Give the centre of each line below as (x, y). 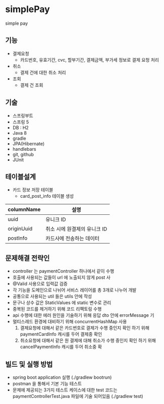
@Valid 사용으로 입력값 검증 (40, 284)
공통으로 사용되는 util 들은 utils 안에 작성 (52, 297)
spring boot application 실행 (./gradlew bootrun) (62, 377)
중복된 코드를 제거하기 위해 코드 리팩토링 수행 (57, 309)
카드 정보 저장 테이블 (33, 190)
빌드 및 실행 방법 (29, 364)
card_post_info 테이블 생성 (47, 196)
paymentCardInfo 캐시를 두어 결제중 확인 (61, 334)
